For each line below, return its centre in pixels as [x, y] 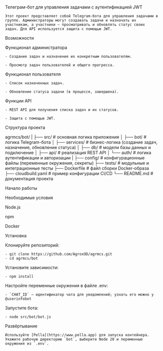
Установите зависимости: [32, 267]
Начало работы [21, 188]
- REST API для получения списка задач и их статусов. [62, 110]
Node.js [13, 207]
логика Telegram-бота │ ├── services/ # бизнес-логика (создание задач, [81, 142]
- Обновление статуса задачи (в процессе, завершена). [62, 92]
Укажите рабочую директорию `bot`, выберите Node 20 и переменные [74, 339]
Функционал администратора [36, 48]
